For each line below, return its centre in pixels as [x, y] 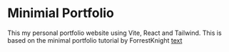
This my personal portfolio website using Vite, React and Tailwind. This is [115, 33]
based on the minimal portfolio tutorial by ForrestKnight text [95, 40]
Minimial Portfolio [61, 13]
